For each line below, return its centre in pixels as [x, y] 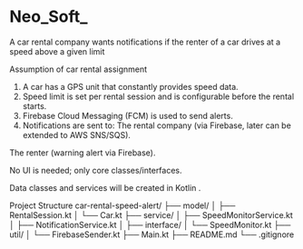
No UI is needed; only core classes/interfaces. [96, 170]
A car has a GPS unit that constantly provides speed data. [130, 86]
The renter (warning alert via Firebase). [83, 153]
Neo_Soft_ [49, 17]
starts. [34, 105]
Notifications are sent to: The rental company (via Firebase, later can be [157, 125]
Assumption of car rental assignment [78, 69]
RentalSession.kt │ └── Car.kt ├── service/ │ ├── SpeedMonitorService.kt [151, 214]
